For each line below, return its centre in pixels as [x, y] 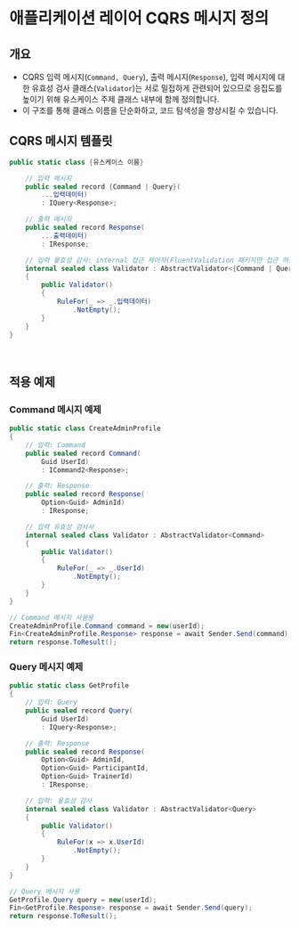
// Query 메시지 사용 [44, 892]
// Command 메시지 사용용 [52, 617]
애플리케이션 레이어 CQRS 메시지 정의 [139, 18]
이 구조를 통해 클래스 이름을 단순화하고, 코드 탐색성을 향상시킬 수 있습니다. [150, 110]
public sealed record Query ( [79, 711]
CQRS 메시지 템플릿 [61, 141]
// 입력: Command [56, 445]
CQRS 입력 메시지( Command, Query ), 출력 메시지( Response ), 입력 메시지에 [149, 77]
